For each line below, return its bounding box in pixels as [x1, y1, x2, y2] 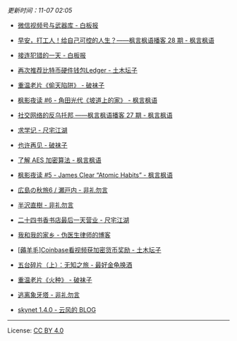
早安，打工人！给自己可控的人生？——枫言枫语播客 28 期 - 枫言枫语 [17, 36, 215, 44]
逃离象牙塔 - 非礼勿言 [17, 291, 80, 299]
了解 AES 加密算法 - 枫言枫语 [17, 156, 102, 164]
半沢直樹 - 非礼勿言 [17, 201, 74, 209]
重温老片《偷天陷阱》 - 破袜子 [17, 81, 105, 89]
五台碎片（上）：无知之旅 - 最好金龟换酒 [17, 261, 133, 269]
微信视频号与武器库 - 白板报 [17, 21, 99, 30]
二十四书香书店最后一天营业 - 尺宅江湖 [17, 216, 130, 224]
